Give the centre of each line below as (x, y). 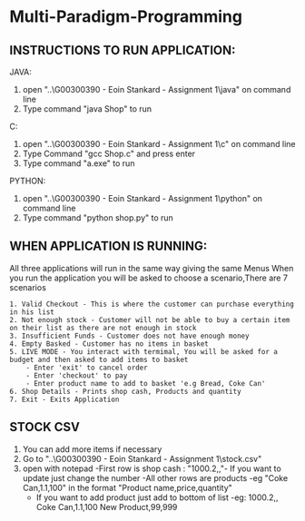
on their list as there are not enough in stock (103, 328)
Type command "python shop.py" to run (98, 218)
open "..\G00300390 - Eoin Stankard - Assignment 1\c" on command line (159, 144)
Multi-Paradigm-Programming (126, 17)
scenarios (28, 287)
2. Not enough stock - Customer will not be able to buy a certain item (150, 319)
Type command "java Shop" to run (87, 109)
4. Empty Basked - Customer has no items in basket (109, 344)
